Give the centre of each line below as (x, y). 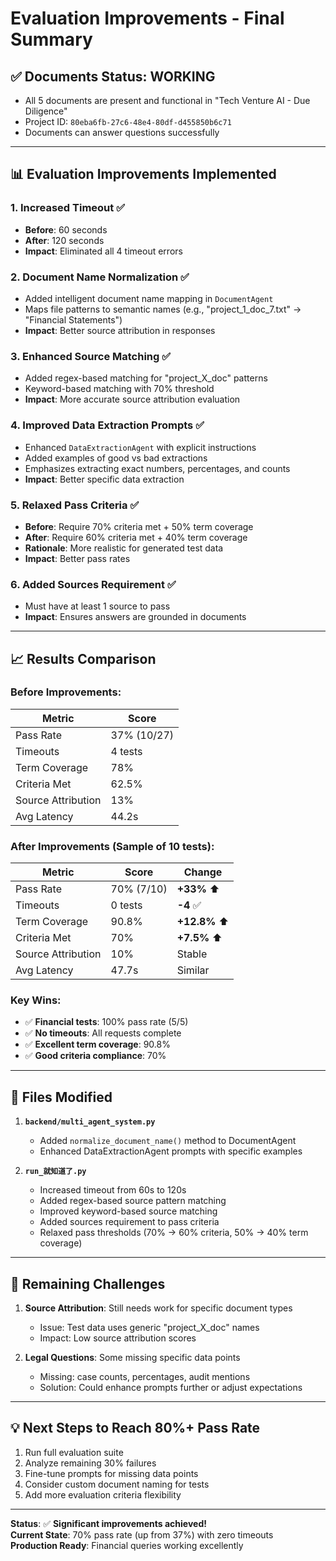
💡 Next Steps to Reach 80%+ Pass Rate (135, 1428)
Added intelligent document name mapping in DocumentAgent (149, 298)
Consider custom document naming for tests (117, 1484)
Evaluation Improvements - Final (147, 18)
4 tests (126, 751)
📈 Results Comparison (83, 658)
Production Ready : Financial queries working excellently (127, 1545)
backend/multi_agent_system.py (90, 1122)
